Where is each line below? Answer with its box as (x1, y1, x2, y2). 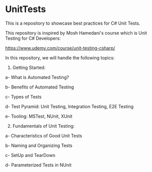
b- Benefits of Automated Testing (5, 84, 74, 90)
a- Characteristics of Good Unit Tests (5, 132, 83, 139)
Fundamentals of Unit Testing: (12, 123, 75, 129)
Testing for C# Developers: (5, 35, 61, 41)
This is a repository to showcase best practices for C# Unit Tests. (5, 20, 140, 26)
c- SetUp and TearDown (5, 152, 56, 158)
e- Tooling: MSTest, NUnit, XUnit (5, 113, 73, 119)
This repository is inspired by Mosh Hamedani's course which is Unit (5, 30, 147, 36)
